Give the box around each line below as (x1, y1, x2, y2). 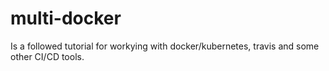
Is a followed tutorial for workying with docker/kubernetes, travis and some (10, 40, 320, 52)
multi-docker (10, 7, 122, 30)
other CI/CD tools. (10, 50, 85, 62)
